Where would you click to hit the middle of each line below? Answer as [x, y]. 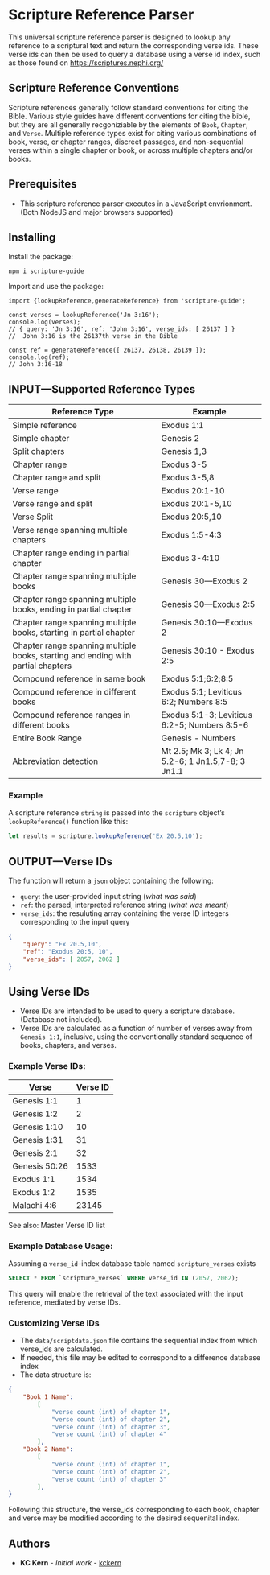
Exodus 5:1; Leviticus [202, 692]
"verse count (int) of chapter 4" [109, 1434]
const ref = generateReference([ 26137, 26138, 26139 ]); [107, 350]
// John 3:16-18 [35, 365]
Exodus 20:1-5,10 [197, 504]
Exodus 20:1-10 [193, 491]
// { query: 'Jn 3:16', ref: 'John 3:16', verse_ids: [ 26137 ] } [122, 329]
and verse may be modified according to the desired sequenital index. [124, 1518]
